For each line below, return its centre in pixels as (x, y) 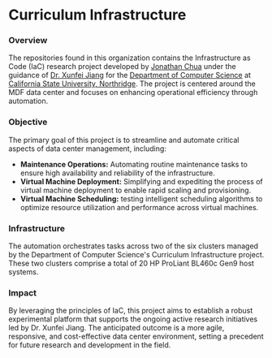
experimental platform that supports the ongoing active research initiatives (133, 319)
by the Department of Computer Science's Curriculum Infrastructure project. (136, 255)
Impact (23, 293)
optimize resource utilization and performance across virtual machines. (139, 207)
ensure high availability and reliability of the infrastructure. (117, 173)
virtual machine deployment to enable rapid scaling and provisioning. (136, 190)
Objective (28, 122)
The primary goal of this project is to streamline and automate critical (124, 140)
